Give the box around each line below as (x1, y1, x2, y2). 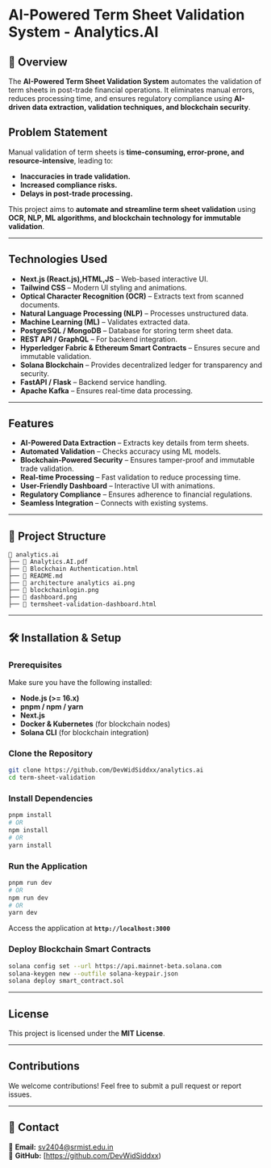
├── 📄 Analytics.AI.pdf (8, 558, 89, 566)
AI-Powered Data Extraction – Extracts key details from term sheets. (19, 438, 249, 448)
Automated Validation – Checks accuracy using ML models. (19, 446, 222, 456)
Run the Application (8, 860, 88, 871)
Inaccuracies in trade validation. (19, 171, 131, 181)
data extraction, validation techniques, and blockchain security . (31, 103, 251, 112)
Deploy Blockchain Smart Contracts (8, 944, 152, 955)
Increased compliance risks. (19, 180, 118, 189)
